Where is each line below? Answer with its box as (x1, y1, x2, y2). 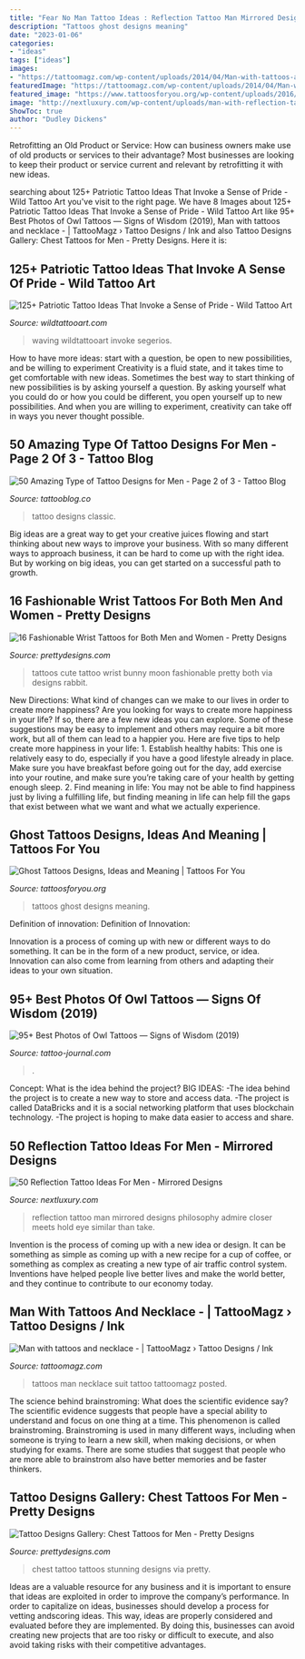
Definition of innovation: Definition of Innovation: (9, 919, 191, 930)
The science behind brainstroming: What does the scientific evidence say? (9, 1395, 289, 1407)
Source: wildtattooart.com (9, 317, 108, 328)
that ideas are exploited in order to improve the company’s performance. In (9, 1591, 290, 1602)
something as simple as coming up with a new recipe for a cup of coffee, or (9, 1249, 292, 1259)
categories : (9, 38, 54, 48)
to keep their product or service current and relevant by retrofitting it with (9, 159, 284, 170)
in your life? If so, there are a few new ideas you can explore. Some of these (9, 714, 293, 725)
